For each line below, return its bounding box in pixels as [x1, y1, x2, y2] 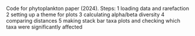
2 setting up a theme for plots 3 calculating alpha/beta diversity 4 [6, 11, 165, 18]
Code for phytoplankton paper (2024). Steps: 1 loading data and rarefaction [6, 5, 190, 12]
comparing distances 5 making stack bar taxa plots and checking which [6, 17, 181, 24]
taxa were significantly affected [6, 23, 82, 30]
